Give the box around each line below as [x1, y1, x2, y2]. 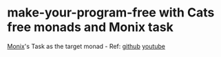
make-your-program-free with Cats [7, 5, 215, 21]
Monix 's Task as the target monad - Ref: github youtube [7, 42, 166, 50]
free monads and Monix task [7, 19, 173, 35]
